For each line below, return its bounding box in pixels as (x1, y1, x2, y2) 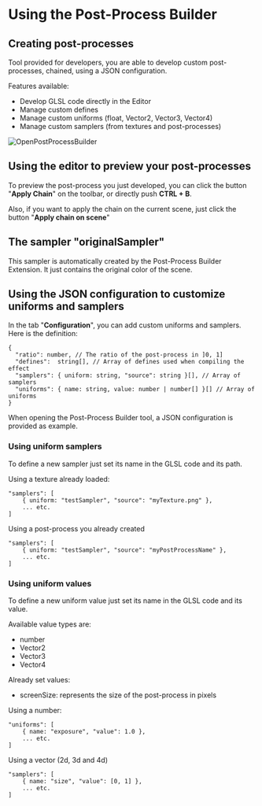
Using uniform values (8, 578, 92, 589)
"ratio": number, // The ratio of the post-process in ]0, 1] (15, 351, 223, 359)
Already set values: (8, 675, 71, 685)
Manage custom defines (19, 105, 98, 114)
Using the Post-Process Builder (8, 6, 218, 24)
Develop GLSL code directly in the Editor (19, 97, 152, 105)
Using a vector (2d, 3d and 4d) (8, 756, 109, 765)
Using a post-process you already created (8, 523, 146, 533)
